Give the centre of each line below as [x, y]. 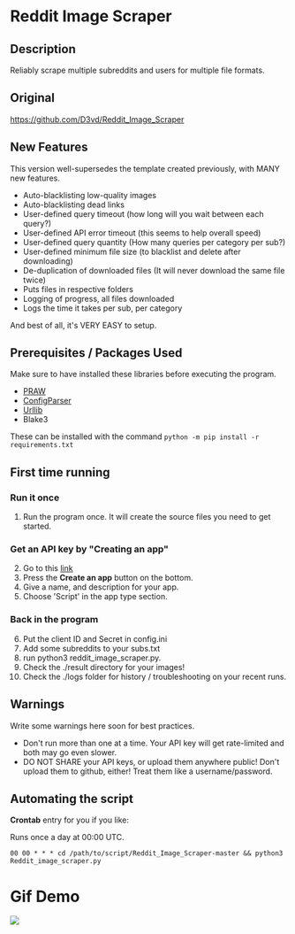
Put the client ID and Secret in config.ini [95, 638]
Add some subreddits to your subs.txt [91, 648]
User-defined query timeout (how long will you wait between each [143, 213]
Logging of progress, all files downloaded [98, 298]
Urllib [33, 410]
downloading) [48, 261]
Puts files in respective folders [78, 289]
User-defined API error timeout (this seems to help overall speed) [142, 233]
